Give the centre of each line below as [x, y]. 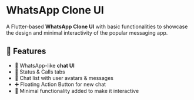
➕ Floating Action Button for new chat [60, 84]
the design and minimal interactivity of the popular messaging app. [87, 32]
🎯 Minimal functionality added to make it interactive [77, 91]
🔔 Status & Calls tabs [40, 72]
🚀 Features [26, 51]
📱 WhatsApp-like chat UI [44, 65]
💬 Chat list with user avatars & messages [64, 78]
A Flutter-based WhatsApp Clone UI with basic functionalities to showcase [97, 26]
